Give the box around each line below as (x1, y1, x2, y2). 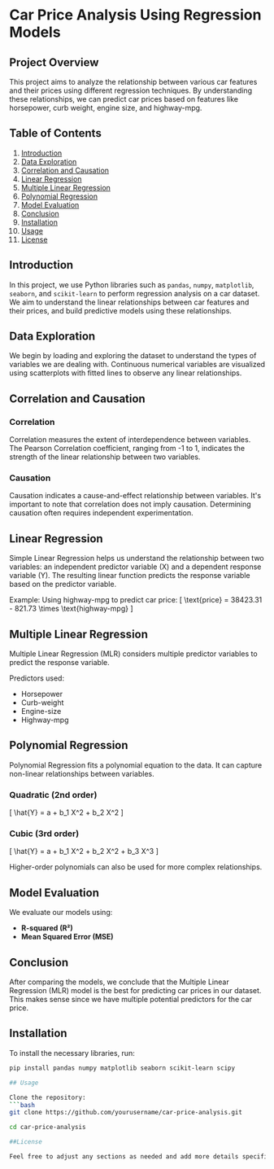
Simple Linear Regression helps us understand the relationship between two (9, 554, 264, 563)
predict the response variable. (9, 658, 111, 668)
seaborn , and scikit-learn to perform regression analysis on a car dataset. (9, 288, 260, 298)
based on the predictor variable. (9, 580, 117, 589)
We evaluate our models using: (9, 908, 113, 917)
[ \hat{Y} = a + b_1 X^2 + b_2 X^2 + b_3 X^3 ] (9, 847, 159, 856)
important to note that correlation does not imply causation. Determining (9, 499, 251, 510)
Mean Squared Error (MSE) (20, 932, 114, 942)
